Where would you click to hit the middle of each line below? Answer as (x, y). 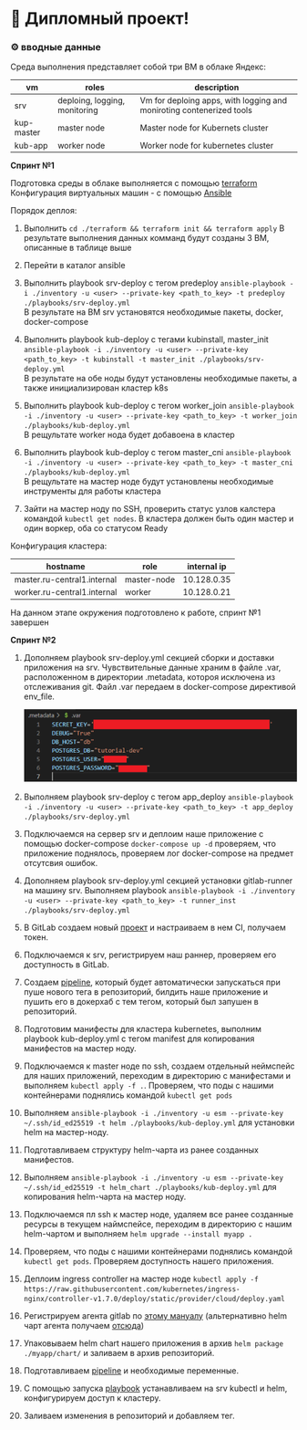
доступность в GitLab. (67, 964)
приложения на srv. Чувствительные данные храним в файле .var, (152, 667)
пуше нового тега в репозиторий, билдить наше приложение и (145, 992)
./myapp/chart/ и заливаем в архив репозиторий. (119, 1352)
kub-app (31, 145)
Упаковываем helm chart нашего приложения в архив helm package (153, 1343)
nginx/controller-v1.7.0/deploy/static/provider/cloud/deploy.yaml (154, 1299)
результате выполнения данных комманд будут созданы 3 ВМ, (146, 238)
